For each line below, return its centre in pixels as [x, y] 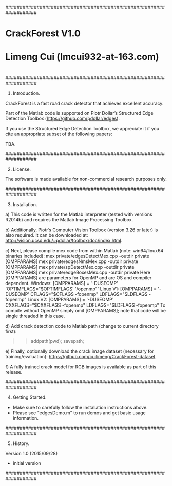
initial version [27, 463]
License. [22, 169]
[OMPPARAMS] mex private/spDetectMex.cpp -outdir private [70, 267]
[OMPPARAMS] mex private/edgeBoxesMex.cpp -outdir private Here [78, 272]
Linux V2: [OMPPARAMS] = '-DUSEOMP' [71, 299]
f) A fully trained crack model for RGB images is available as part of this [81, 367]
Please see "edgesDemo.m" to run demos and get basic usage [79, 413]
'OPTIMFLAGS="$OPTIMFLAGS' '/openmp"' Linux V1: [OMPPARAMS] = [81, 289]
